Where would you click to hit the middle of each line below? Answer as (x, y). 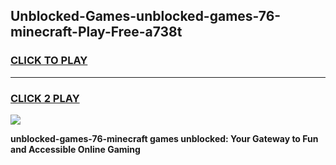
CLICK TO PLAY (49, 61)
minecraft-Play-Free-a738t (96, 32)
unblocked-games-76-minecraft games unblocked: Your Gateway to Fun (164, 138)
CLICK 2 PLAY (45, 98)
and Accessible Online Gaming (75, 149)
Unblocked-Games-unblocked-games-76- (146, 16)
